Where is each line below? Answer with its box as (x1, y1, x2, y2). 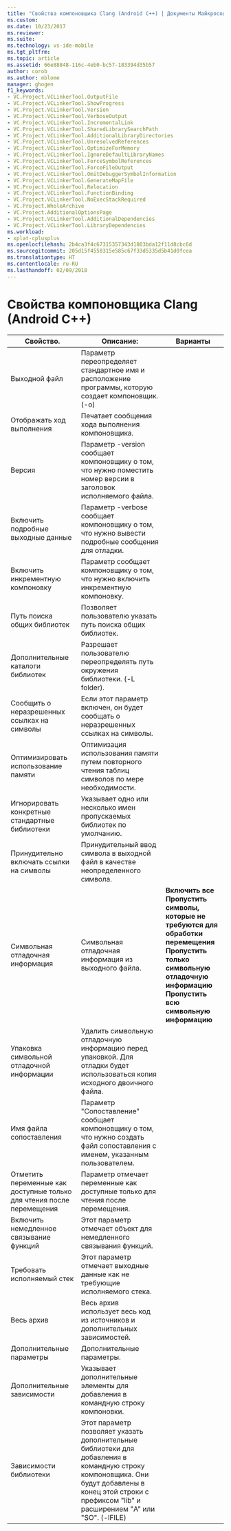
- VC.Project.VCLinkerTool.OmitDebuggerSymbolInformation (7, 170, 177, 177)
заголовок (80, 482, 115, 492)
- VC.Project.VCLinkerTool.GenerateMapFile (7, 177, 134, 184)
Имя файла (10, 1123, 48, 1133)
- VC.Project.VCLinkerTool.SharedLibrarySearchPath (7, 126, 158, 133)
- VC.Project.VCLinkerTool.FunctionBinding (7, 190, 134, 197)
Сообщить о (10, 698, 52, 708)
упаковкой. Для (80, 1052, 134, 1062)
